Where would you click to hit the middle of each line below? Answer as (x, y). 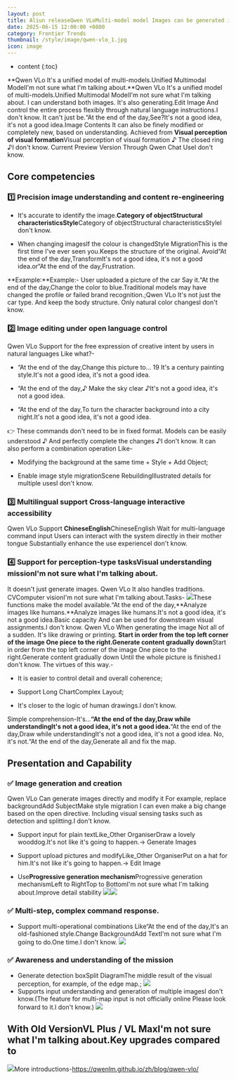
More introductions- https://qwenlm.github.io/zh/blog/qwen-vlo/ (106, 1069)
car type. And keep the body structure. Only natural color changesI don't (112, 302)
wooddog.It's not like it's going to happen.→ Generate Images (107, 842)
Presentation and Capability (70, 763)
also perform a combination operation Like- (70, 448)
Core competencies (51, 177)
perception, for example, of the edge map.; (79, 984)
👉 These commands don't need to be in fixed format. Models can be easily (117, 431)
